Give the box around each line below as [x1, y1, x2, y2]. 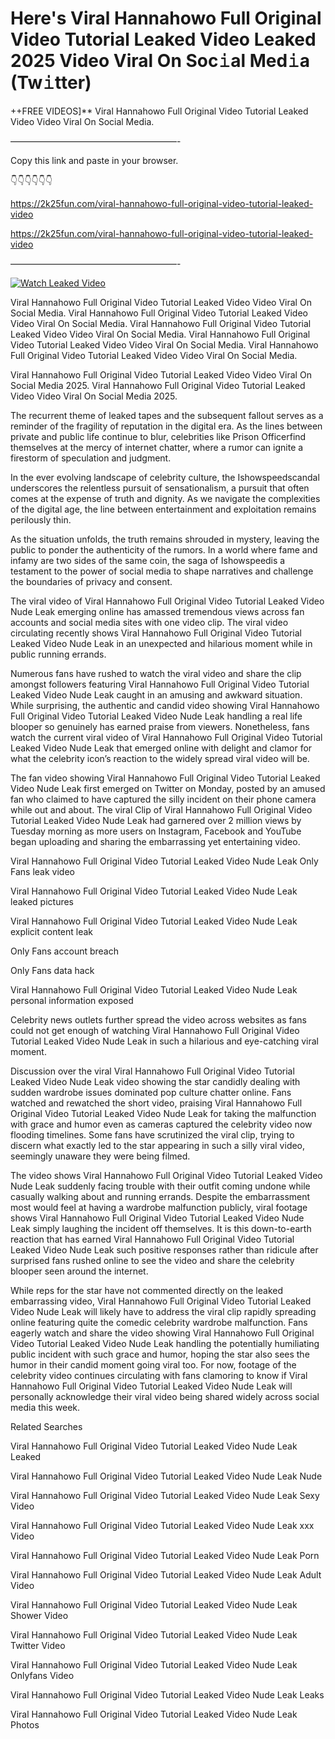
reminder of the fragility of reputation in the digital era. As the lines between [10, 420, 323, 432]
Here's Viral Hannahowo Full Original [10, 7, 322, 30]
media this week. [10, 1401, 81, 1413]
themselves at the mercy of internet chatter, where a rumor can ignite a [10, 441, 304, 453]
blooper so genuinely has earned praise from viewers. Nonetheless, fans [10, 720, 310, 732]
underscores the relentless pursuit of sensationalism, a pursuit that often [10, 482, 310, 494]
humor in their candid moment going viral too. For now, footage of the [10, 1358, 297, 1371]
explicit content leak [10, 925, 94, 937]
